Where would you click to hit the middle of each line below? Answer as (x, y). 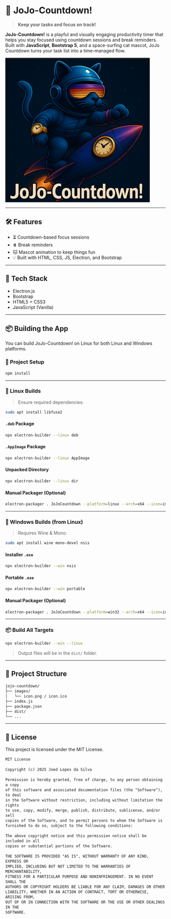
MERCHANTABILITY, (24, 872)
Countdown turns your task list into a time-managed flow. (65, 50)
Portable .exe (20, 577)
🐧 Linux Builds (23, 391)
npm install (18, 373)
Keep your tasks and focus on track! (57, 24)
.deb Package (20, 424)
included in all (22, 841)
